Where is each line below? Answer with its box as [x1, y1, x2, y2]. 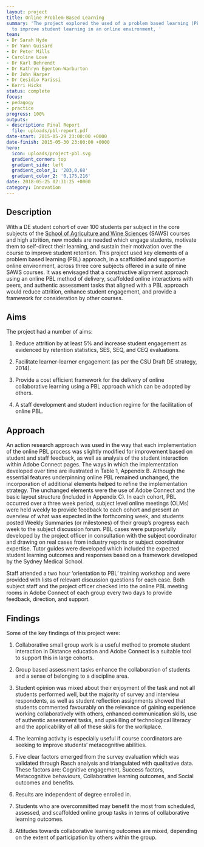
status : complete [6, 88, 50, 94]
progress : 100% [6, 111, 45, 117]
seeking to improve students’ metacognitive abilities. [15, 741, 147, 748]
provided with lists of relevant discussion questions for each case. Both [6, 576, 185, 583]
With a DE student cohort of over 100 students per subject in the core [6, 223, 180, 230]
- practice [6, 105, 34, 111]
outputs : [6, 116, 29, 122]
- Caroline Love [6, 54, 47, 60]
